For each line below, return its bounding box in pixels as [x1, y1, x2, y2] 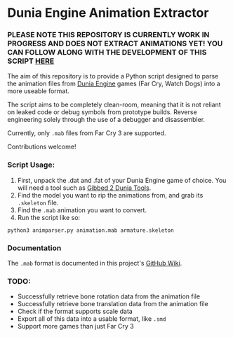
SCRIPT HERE [7, 56, 55, 66]
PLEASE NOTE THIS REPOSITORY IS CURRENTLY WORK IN [7, 30, 210, 40]
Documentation [7, 243, 62, 253]
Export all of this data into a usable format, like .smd [17, 315, 166, 323]
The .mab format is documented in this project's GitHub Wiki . [7, 259, 182, 268]
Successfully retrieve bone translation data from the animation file [17, 300, 208, 308]
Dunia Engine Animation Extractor [7, 5, 209, 21]
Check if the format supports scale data [17, 307, 133, 316]
